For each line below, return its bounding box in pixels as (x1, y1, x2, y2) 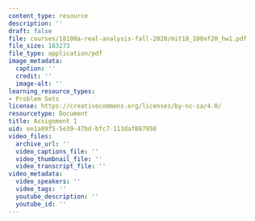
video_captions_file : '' (15, 147, 99, 155)
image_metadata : (8, 57, 63, 66)
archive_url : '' (15, 139, 70, 148)
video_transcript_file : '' (15, 163, 107, 171)
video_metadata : (8, 170, 63, 178)
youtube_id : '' (15, 200, 67, 208)
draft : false (8, 27, 52, 35)
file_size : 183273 (8, 42, 70, 50)
